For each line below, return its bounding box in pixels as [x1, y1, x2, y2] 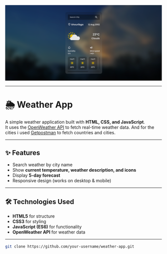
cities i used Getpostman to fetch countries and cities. [5, 129, 116, 135]
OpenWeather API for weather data [12, 229, 85, 235]
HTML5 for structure [12, 213, 55, 219]
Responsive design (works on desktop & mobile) [12, 178, 112, 184]
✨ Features [5, 148, 40, 157]
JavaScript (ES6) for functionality [12, 224, 82, 230]
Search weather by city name [12, 162, 73, 168]
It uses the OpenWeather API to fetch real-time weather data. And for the [5, 124, 155, 130]
